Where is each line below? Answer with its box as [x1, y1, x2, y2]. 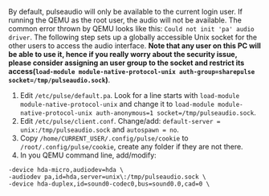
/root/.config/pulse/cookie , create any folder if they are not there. [19, 142, 243, 151]
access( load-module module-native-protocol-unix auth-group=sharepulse [8, 67, 255, 76]
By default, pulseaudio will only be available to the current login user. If [8, 7, 243, 16]
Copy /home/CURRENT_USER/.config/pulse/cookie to [19, 133, 189, 143]
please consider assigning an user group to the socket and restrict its [8, 58, 245, 67]
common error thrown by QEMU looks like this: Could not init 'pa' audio [8, 24, 255, 33]
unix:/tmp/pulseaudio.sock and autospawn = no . [19, 125, 179, 134]
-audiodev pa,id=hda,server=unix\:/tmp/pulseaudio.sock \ [8, 173, 206, 181]
